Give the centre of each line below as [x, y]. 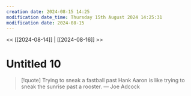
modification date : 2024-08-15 [45, 23]
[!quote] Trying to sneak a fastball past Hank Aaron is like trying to [103, 80]
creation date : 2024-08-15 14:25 [48, 12]
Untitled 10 [34, 64]
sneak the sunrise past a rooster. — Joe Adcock [80, 86]
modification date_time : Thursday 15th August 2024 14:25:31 [84, 17]
